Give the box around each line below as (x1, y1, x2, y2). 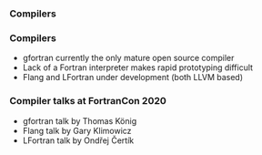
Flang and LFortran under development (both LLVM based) (22, 72, 244, 83)
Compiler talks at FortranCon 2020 (9, 95, 166, 108)
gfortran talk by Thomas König (22, 115, 137, 126)
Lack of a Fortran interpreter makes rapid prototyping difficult (22, 62, 253, 73)
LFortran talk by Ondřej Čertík (22, 135, 135, 146)
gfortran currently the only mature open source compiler (22, 53, 235, 64)
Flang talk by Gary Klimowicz (22, 125, 132, 136)
